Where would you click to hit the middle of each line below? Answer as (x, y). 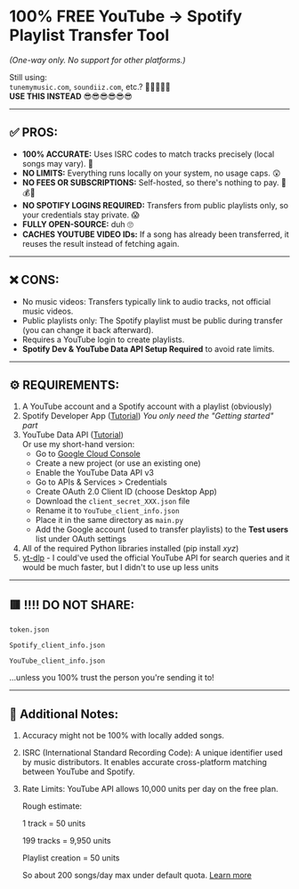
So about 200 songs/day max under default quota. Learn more (137, 875)
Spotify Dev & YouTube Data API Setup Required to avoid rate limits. (148, 348)
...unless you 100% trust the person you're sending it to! (112, 678)
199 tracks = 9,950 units (66, 840)
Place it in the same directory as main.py (109, 520)
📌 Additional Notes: (64, 714)
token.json (29, 630)
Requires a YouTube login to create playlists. (103, 339)
